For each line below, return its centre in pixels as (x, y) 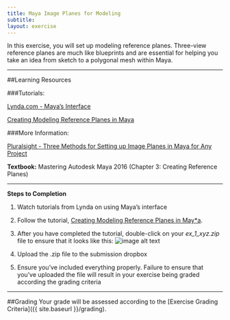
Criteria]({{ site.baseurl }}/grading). (57, 309)
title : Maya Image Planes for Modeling (64, 13)
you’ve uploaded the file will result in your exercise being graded (108, 275)
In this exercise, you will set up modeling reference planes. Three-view (107, 46)
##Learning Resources (39, 80)
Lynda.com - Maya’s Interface (49, 106)
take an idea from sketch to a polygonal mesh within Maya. (90, 60)
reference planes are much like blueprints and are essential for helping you (113, 53)
